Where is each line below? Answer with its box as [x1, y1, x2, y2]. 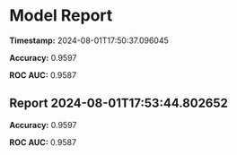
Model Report [9, 5, 113, 26]
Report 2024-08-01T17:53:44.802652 [9, 96, 229, 111]
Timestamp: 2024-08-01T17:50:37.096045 [9, 35, 169, 46]
